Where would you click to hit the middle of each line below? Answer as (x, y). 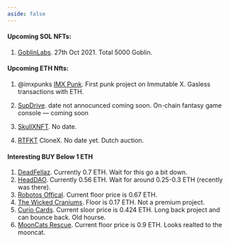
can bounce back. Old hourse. (62, 217)
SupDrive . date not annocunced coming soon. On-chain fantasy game (120, 105)
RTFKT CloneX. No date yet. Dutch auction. (81, 140)
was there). (34, 188)
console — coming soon (53, 113)
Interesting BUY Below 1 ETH (50, 156)
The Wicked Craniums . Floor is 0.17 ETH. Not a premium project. (111, 202)
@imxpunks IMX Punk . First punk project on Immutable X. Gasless (114, 84)
